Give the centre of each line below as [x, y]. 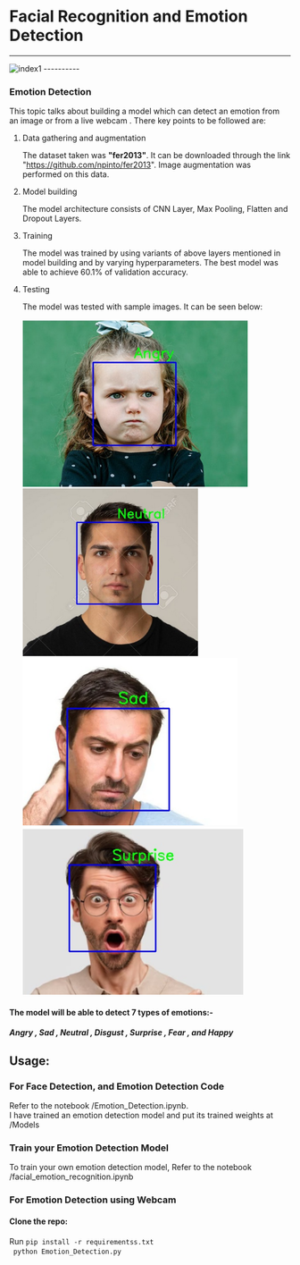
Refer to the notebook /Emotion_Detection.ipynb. [99, 1106]
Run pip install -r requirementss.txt [82, 1241]
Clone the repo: [39, 1221]
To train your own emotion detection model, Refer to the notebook [131, 1168]
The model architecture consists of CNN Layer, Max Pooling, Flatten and [155, 209]
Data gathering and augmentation [84, 138]
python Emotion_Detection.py [67, 1252]
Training [37, 236]
